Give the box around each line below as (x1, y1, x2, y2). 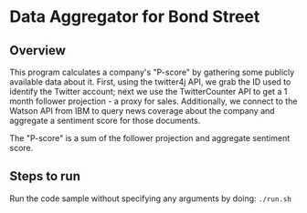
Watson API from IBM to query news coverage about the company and (9, 106, 276, 116)
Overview (9, 43, 67, 58)
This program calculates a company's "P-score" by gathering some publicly (9, 66, 295, 77)
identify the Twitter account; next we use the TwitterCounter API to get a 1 (9, 86, 288, 96)
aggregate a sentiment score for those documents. (9, 116, 201, 126)
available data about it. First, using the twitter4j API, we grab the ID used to (9, 76, 291, 87)
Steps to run (9, 168, 80, 184)
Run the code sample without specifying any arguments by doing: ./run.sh (9, 193, 292, 204)
